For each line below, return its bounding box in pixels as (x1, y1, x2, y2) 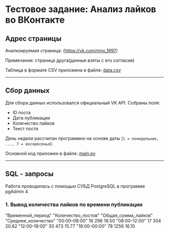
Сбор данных (5, 87, 50, 95)
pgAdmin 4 (5, 188, 29, 194)
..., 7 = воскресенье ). (5, 140, 54, 146)
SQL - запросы (5, 170, 54, 178)
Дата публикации (12, 115, 50, 121)
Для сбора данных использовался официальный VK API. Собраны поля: (5, 100, 160, 106)
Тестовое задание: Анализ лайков (5, 4, 156, 15)
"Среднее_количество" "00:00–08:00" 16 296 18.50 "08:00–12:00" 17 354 (5, 217, 161, 223)
